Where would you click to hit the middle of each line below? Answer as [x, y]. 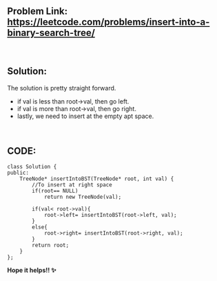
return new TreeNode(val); [83, 197]
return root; [51, 245]
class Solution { [32, 167]
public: [18, 173]
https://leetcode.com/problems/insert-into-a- [108, 22]
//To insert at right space [72, 185]
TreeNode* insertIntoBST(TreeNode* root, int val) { [97, 179]
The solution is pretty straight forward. [62, 88]
